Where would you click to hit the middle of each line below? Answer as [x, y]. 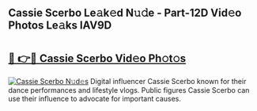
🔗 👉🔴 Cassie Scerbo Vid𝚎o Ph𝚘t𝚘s [97, 58]
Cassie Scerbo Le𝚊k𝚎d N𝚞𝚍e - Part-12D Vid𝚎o [125, 13]
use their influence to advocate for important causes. [95, 99]
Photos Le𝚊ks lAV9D [60, 26]
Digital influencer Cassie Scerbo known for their [168, 81]
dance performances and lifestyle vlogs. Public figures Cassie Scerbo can [129, 90]
